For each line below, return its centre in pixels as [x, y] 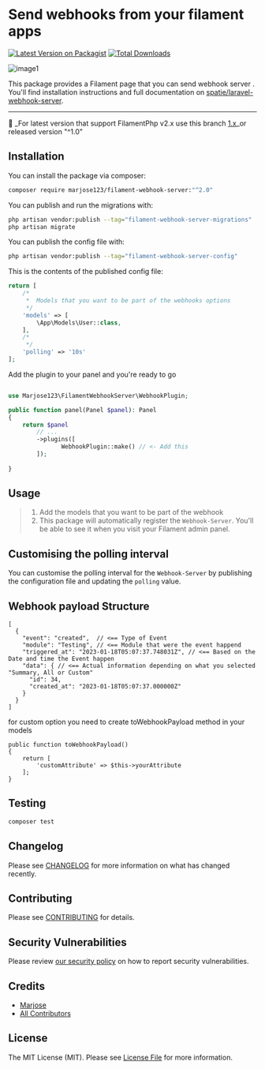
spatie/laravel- [230, 92]
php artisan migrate [42, 227]
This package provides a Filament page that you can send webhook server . [131, 84]
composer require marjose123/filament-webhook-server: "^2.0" [111, 190]
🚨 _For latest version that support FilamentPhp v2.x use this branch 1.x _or [127, 123]
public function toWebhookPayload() [68, 745]
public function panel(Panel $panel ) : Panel [82, 410]
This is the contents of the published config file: [86, 272]
